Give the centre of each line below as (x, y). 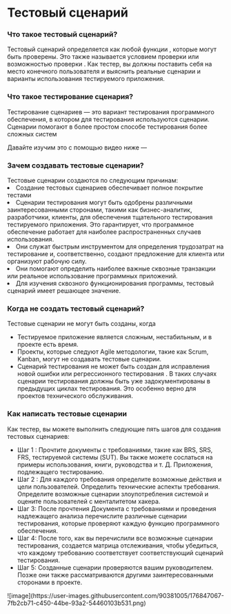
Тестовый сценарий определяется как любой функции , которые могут (112, 49)
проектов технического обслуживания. (75, 396)
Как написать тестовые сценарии (67, 414)
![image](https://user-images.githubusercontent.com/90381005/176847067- (115, 595)
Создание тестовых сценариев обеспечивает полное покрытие (110, 188)
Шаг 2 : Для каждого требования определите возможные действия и (119, 479)
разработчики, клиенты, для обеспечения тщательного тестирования (110, 217)
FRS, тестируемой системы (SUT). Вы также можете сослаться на (115, 457)
